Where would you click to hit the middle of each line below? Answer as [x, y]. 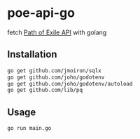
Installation [32, 54]
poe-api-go [41, 13]
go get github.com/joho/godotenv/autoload [70, 84]
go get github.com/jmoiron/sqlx [54, 71]
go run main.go [29, 128]
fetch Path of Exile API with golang [57, 32]
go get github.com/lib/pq [45, 90]
